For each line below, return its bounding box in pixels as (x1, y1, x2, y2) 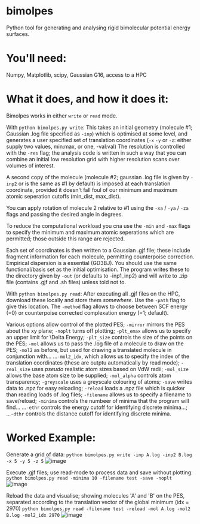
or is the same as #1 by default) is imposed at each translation (18, 180, 171, 187)
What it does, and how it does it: (6, 92, 169, 106)
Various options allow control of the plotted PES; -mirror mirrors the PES (6, 321, 185, 328)
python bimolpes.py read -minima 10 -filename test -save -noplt (6, 475, 172, 481)
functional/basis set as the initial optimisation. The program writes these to (6, 266, 190, 273)
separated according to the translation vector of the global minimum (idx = (6, 498, 189, 505)
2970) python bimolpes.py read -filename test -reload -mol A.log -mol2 (6, 505, 191, 512)
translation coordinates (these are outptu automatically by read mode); (6, 359, 180, 366)
